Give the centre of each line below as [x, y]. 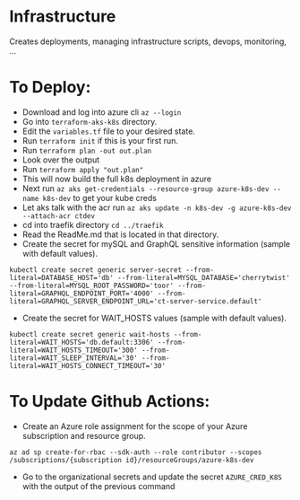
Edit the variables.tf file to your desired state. [108, 131]
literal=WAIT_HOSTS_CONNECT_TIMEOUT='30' [88, 365]
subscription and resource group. [84, 435]
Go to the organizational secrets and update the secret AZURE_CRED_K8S [152, 477]
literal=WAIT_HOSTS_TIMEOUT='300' [74, 350]
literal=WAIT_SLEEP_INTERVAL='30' [74, 358]
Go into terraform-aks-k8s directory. [90, 121]
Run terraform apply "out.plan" [83, 169]
